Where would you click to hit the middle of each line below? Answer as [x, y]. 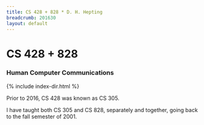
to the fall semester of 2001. [42, 116]
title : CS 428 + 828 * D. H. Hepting [55, 12]
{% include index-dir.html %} [43, 86]
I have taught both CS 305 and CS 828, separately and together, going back [102, 110]
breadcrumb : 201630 [31, 18]
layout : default [27, 23]
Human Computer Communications [60, 73]
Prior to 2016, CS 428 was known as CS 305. [63, 98]
